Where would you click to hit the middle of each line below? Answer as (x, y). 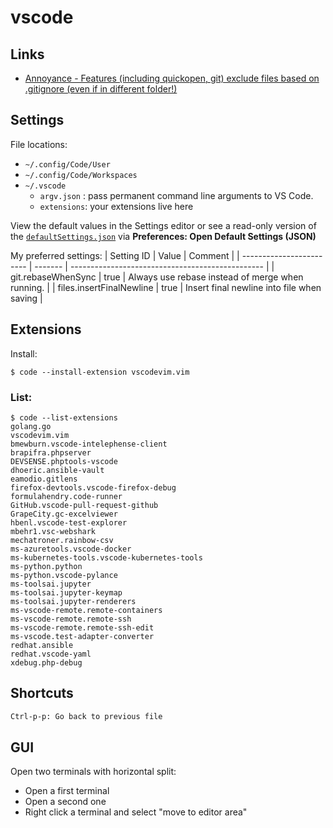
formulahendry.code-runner (66, 496)
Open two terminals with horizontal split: (93, 772)
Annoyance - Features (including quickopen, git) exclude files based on (172, 78)
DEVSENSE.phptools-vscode (64, 461)
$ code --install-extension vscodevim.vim (100, 372)
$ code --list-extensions (64, 417)
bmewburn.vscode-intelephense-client (89, 444)
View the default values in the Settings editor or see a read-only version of (163, 225)
